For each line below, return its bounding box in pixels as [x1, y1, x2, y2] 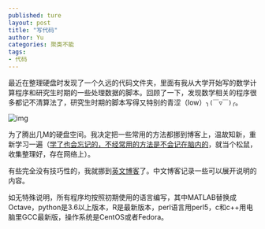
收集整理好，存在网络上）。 [8, 149, 95, 158]
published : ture [8, 11, 62, 20]
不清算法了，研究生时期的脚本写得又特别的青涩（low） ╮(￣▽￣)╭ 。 [28, 98, 243, 107]
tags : [8, 48, 26, 56]
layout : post [8, 19, 51, 27]
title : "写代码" [8, 26, 58, 34]
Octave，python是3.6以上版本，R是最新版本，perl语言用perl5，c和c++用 [8, 202, 247, 212]
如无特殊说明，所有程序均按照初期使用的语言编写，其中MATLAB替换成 [8, 192, 237, 201]
